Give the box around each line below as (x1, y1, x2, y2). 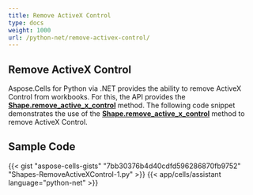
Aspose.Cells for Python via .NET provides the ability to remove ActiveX (8, 84, 242, 93)
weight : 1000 (8, 26, 51, 34)
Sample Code (8, 140, 76, 154)
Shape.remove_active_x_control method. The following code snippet (8, 100, 236, 111)
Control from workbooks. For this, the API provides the (8, 92, 186, 102)
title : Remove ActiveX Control (8, 11, 111, 20)
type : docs (8, 19, 44, 27)
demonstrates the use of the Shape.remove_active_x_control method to (8, 109, 245, 118)
